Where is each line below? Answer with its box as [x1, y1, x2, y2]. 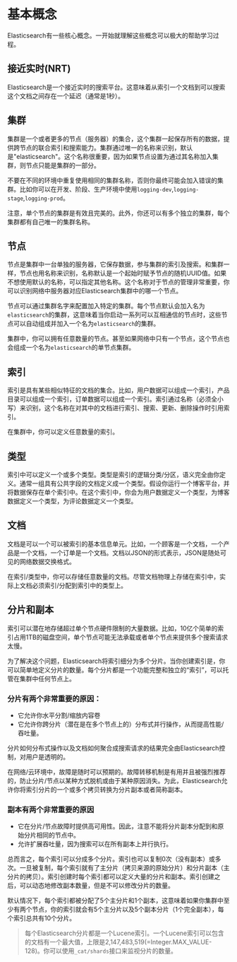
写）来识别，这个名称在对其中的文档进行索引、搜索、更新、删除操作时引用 [7, 404, 224, 412]
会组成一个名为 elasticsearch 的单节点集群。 [7, 344, 135, 352]
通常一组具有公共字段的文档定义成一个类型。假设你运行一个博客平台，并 [19, 479, 230, 488]
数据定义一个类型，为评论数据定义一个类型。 [7, 497, 138, 505]
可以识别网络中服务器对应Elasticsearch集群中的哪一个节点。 [7, 287, 182, 295]
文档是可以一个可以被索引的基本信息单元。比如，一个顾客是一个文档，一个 [7, 539, 224, 548]
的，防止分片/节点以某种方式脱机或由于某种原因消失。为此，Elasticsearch [7, 776, 221, 785]
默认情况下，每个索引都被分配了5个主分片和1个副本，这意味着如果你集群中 [7, 896, 224, 905]
